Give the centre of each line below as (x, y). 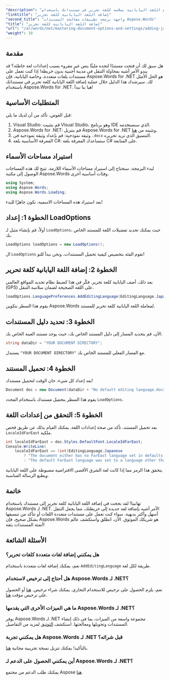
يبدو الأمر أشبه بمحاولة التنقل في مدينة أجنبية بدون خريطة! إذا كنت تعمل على (76, 71)
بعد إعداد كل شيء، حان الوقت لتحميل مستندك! (49, 380)
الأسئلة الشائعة (26, 540)
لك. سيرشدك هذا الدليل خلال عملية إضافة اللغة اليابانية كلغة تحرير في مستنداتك (79, 81)
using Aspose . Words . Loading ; (36, 192)
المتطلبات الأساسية (32, 103)
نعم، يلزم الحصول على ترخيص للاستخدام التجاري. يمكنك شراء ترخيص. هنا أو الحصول (84, 589)
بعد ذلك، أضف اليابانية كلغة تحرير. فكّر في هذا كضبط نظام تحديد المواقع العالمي (79, 282)
